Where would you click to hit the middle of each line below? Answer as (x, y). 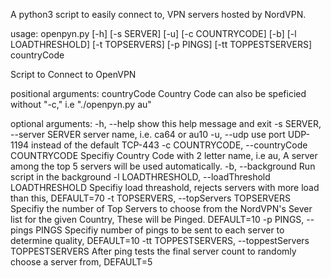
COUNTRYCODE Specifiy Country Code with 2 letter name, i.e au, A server (164, 155)
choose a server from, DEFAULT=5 (81, 262)
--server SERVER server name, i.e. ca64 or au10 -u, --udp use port (148, 134)
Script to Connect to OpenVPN (73, 74)
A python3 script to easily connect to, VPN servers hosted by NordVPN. (158, 14)
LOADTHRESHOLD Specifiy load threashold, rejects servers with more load (165, 187)
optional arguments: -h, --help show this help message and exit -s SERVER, (166, 123)
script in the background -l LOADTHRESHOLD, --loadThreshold (140, 177)
